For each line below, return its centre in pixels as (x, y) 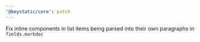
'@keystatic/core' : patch (38, 12)
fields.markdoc (25, 34)
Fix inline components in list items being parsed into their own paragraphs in (100, 28)
